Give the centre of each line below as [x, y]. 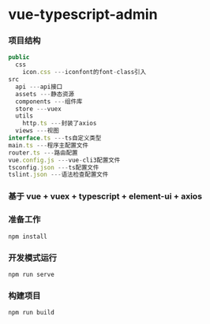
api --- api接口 [39, 87]
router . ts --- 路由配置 [43, 153]
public [19, 58]
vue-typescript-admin [83, 15]
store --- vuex [38, 109]
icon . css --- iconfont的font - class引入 [84, 73]
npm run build [32, 313]
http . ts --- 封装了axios [60, 124]
